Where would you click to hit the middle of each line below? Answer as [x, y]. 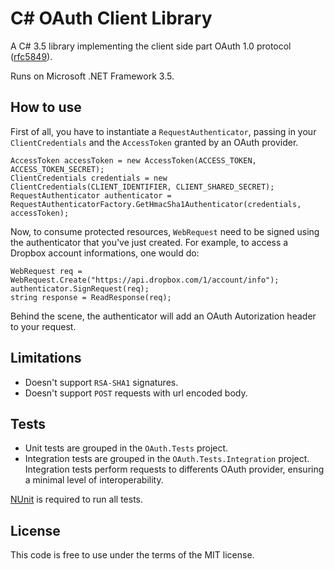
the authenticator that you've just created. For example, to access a [149, 242]
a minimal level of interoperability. [94, 480]
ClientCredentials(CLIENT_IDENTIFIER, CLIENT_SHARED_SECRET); [142, 187]
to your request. [43, 326]
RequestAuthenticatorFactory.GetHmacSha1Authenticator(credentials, [156, 204]
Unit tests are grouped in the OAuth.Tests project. [126, 448]
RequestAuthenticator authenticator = [91, 195]
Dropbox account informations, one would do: [105, 253]
